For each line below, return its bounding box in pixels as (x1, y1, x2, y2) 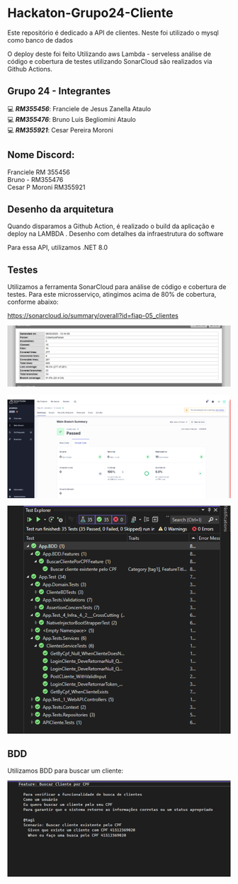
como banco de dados (7, 35, 73, 44)
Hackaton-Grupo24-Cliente (7, 5, 174, 21)
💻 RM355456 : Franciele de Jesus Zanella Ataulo (7, 104, 151, 113)
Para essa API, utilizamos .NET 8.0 (7, 243, 108, 252)
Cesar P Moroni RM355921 (7, 183, 86, 191)
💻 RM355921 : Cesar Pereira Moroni (7, 125, 113, 134)
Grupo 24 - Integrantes (7, 85, 111, 97)
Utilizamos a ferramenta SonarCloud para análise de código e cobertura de (7, 283, 227, 291)
